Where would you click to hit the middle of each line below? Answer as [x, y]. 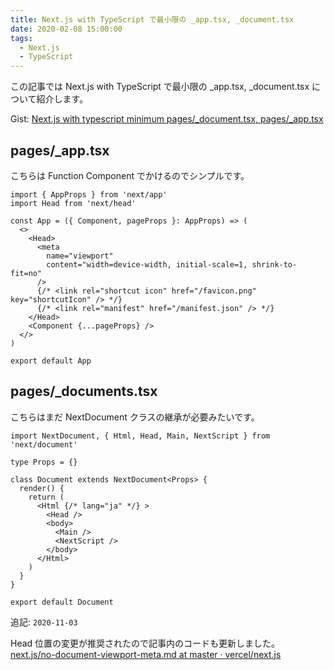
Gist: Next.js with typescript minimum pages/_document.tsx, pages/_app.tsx [167, 119]
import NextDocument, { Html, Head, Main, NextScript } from [140, 436]
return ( [46, 497]
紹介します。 [62, 99]
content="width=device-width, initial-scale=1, [147, 264]
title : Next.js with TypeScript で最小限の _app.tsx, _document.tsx [152, 19]
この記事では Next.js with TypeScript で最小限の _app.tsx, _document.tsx [160, 87]
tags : [21, 38]
